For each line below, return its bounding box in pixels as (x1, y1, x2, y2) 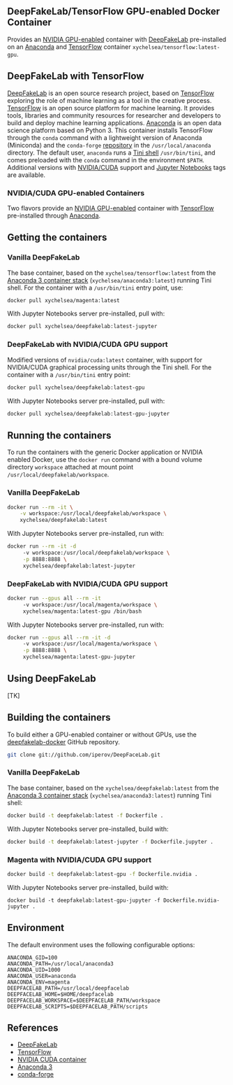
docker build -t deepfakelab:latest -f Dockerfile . (7, 811, 164, 819)
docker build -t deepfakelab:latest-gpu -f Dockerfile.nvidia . (7, 870, 198, 877)
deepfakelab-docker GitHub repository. (7, 737, 120, 746)
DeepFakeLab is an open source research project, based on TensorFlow (7, 89, 215, 97)
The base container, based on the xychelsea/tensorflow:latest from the (7, 269, 216, 277)
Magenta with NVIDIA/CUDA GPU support (7, 855, 152, 865)
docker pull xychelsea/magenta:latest (7, 297, 120, 304)
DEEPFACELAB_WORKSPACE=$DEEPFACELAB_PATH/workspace (7, 997, 160, 1004)
